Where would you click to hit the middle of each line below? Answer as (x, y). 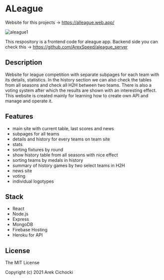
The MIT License (22, 263)
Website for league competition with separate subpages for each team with (82, 74)
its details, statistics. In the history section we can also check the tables (78, 79)
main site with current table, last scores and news (63, 128)
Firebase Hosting (30, 230)
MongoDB (23, 224)
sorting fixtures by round (38, 149)
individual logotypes (33, 181)
